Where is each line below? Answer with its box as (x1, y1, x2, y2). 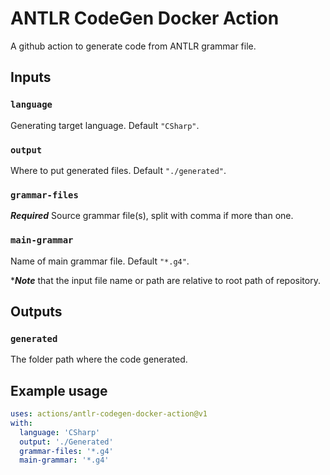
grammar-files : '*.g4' (19, 446, 114, 456)
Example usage (10, 382, 108, 399)
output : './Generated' (19, 437, 114, 447)
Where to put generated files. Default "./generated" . (10, 164, 227, 176)
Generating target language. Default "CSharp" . (10, 119, 200, 131)
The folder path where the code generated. (10, 353, 188, 366)
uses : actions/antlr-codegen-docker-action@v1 (10, 409, 208, 419)
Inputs (10, 69, 52, 86)
